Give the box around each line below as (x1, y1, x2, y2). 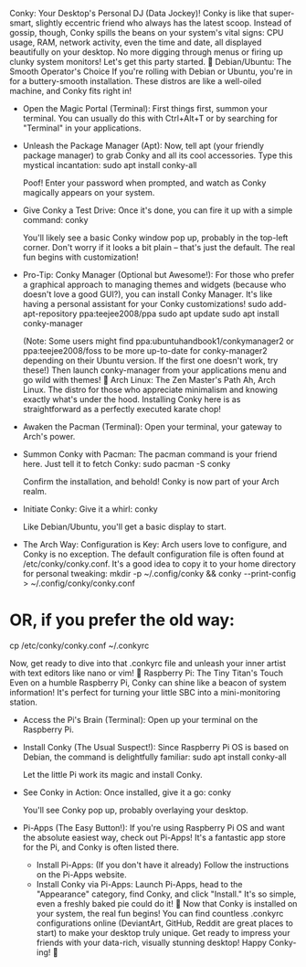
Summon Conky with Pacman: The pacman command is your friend (22, 449, 278, 460)
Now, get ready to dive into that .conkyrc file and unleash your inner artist (9, 657, 286, 668)
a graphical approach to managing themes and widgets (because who (22, 279, 287, 290)
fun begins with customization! (22, 251, 139, 262)
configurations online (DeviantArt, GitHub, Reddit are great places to (36, 918, 294, 929)
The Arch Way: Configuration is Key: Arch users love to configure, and (22, 539, 288, 549)
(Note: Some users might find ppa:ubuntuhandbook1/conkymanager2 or (22, 335, 294, 346)
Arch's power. (22, 431, 76, 441)
